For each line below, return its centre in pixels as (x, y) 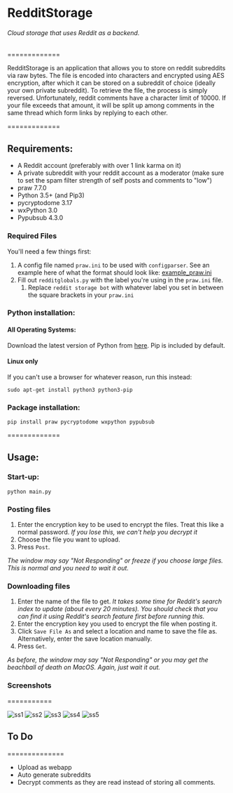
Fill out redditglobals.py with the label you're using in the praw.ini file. (120, 280)
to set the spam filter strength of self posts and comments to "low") (114, 181)
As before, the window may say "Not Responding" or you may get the (108, 660)
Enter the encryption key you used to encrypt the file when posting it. (117, 624)
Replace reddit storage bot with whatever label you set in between (126, 287)
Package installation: (44, 407)
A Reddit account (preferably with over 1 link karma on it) (99, 166)
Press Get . (32, 646)
